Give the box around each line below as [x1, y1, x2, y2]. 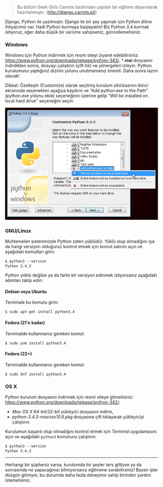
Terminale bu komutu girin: [5, 299, 59, 305]
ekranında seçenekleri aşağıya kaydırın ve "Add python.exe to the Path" [5, 88, 148, 94]
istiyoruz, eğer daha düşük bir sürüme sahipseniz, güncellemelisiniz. [5, 29, 142, 35]
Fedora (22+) [5, 351, 33, 357]
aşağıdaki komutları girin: [5, 249, 55, 255]
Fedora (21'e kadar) [5, 319, 45, 326]
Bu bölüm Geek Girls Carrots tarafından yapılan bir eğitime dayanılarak [16, 4, 158, 10]
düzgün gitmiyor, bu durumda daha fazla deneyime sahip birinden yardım [5, 472, 151, 478]
